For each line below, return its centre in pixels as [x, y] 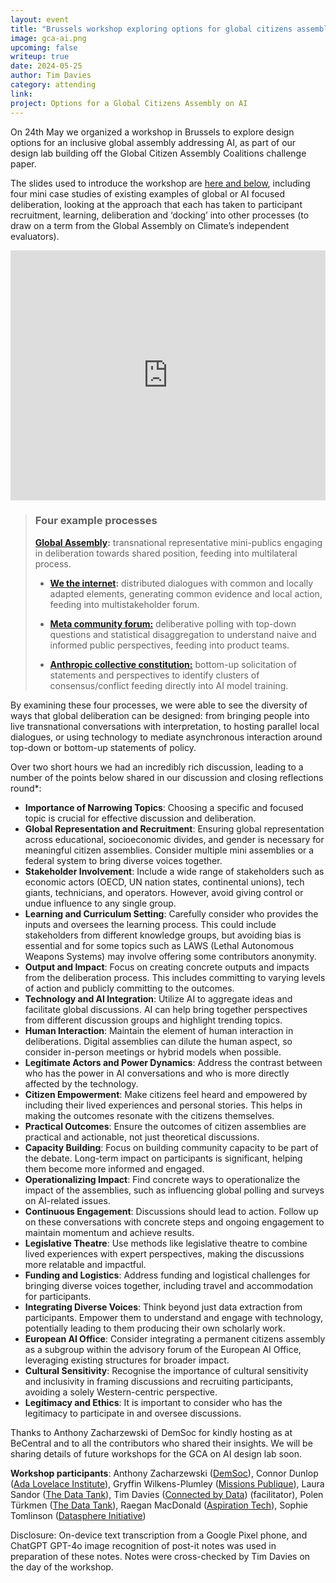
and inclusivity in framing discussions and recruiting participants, [159, 1381]
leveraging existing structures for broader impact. [127, 1360]
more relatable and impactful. [85, 1264]
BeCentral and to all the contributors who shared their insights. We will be [161, 1443]
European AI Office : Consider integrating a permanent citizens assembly [175, 1338]
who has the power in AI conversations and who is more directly [157, 1073]
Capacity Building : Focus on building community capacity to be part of [171, 1147]
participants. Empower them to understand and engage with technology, [174, 1317]
